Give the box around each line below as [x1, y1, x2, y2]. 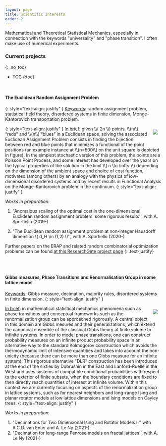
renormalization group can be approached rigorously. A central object [5, 316, 148, 322]
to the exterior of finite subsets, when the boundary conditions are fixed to [5, 374, 157, 380]
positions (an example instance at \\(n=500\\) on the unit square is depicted [5, 147, 160, 152]
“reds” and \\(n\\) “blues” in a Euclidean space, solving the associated [5, 131, 148, 137]
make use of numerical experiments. [5, 41, 80, 47]
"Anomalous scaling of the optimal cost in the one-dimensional [12, 208, 141, 214]
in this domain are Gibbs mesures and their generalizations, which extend [5, 321, 155, 327]
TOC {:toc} [12, 74, 35, 80]
